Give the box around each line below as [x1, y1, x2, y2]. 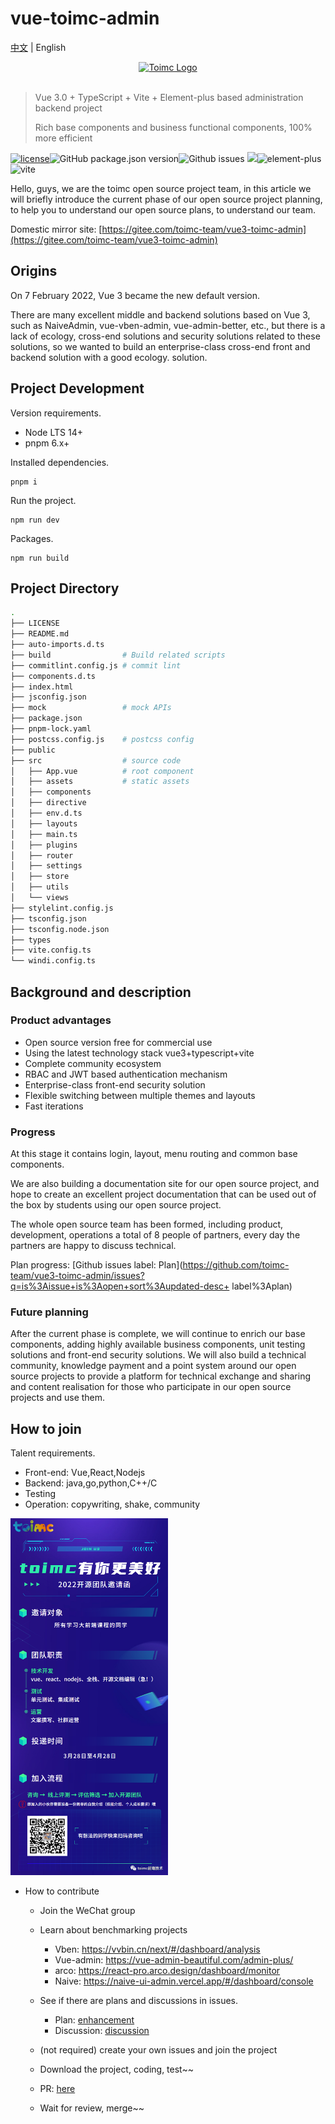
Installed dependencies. [10, 456, 110, 468]
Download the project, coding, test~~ [39, 2063, 194, 2076]
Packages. [10, 532, 54, 544]
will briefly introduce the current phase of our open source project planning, [10, 193, 323, 205]
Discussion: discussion [54, 2025, 150, 2037]
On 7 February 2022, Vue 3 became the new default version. [10, 289, 261, 301]
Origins [10, 263, 58, 280]
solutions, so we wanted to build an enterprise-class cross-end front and [10, 340, 311, 352]
